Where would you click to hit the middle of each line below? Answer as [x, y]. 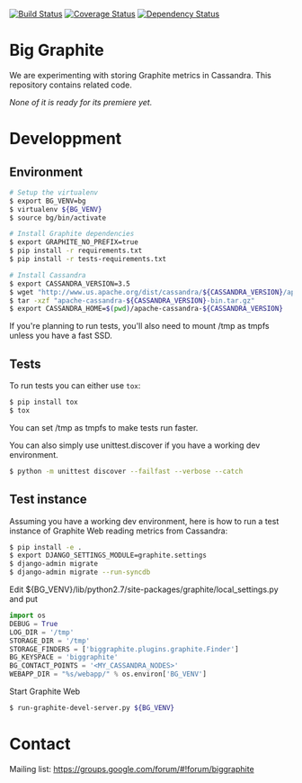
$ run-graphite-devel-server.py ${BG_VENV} [92, 708]
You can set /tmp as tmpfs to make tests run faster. [104, 427]
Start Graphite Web [45, 692]
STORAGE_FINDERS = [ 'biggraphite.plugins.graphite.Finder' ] [124, 649]
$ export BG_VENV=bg [48, 201]
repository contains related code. [71, 85]
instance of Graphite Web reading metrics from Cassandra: [119, 531]
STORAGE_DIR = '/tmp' [50, 641]
